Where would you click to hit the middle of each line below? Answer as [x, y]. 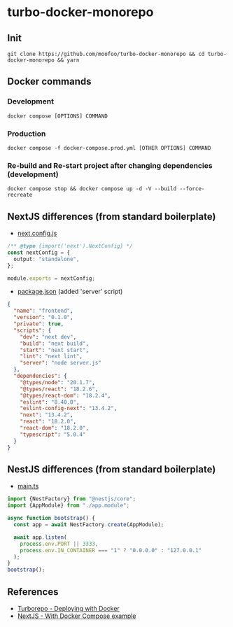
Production [27, 134]
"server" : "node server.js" [61, 363]
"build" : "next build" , [55, 344]
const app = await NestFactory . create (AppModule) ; [89, 525]
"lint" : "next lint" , [51, 357]
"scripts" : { [33, 330]
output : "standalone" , [47, 259]
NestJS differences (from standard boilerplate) [112, 469]
